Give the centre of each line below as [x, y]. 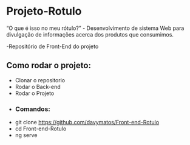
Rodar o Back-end [38, 87]
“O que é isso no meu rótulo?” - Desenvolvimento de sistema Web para [95, 28]
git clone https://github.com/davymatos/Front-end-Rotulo [87, 122]
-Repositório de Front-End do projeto [53, 46]
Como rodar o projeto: [49, 65]
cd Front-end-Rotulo [41, 129]
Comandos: [32, 109]
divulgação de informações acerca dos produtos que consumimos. [90, 34]
